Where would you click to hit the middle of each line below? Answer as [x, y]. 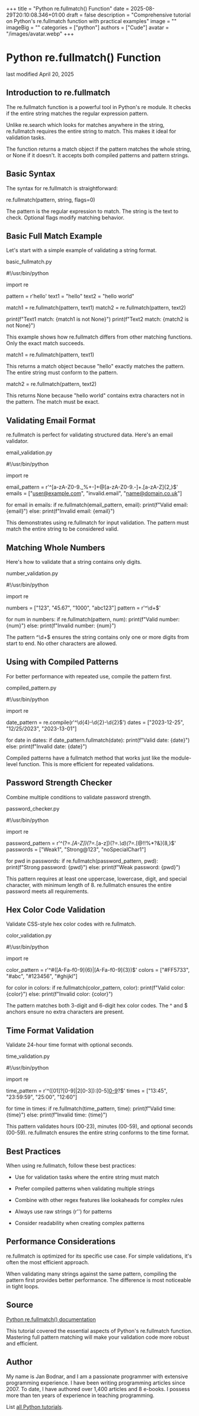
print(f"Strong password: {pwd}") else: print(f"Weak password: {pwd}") [93, 867]
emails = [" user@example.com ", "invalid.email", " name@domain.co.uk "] [94, 493]
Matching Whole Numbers [56, 548]
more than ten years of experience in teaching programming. [81, 1395]
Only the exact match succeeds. [45, 343]
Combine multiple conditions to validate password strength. [79, 797]
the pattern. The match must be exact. [53, 402]
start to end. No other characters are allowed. [62, 643]
